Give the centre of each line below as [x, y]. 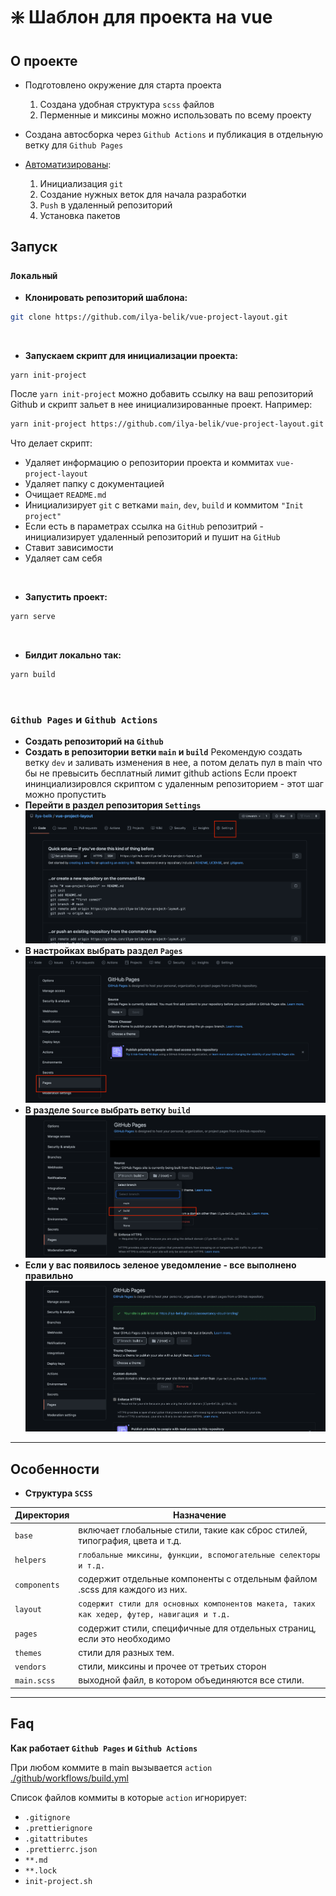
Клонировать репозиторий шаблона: [106, 297]
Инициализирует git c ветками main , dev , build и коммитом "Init [164, 505]
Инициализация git [81, 183]
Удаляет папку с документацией [94, 484]
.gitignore [47, 1817]
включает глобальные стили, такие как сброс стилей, [193, 1530]
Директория [42, 1515]
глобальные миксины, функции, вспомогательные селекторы [199, 1555]
